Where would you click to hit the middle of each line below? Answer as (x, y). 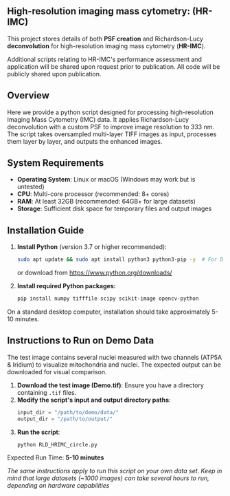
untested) (31, 187)
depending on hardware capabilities (58, 486)
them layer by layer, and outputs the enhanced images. (85, 141)
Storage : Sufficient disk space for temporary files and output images (114, 208)
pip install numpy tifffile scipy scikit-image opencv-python (108, 299)
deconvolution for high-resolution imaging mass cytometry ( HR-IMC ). (106, 46)
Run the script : (38, 432)
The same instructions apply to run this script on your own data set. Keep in (115, 471)
